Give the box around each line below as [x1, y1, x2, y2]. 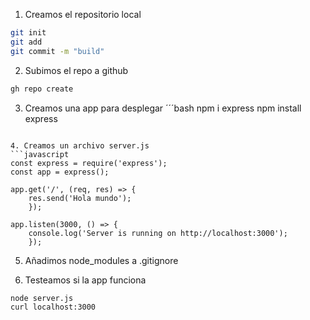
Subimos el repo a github [24, 64, 129, 76]
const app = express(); [10, 167, 110, 177]
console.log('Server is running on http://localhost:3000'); [28, 228, 288, 238]
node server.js [10, 293, 74, 303]
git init [10, 28, 47, 38]
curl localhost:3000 [10, 302, 97, 313]
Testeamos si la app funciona [24, 274, 147, 286]
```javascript [10, 149, 70, 159]
